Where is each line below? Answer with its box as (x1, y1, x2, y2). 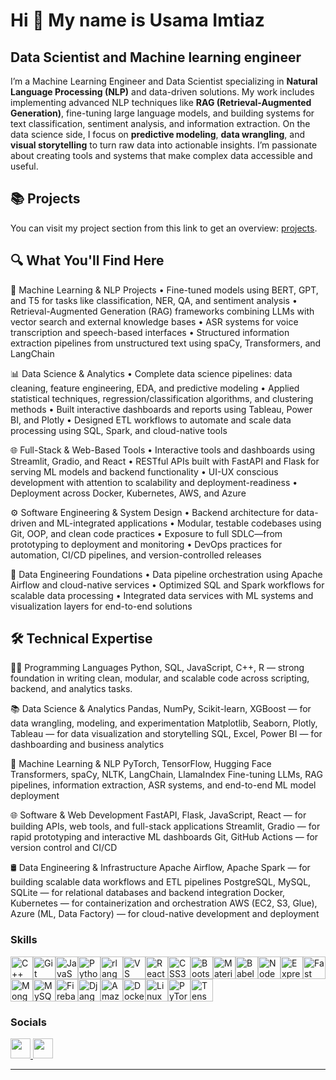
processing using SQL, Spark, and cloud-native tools (10, 424, 228, 436)
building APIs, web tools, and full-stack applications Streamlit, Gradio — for (10, 820, 321, 833)
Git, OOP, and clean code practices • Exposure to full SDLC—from (10, 527, 283, 539)
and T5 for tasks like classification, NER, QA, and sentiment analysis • (10, 294, 298, 306)
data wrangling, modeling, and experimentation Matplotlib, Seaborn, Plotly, (10, 717, 318, 729)
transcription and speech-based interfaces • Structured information (10, 326, 290, 338)
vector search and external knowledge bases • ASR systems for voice (10, 315, 299, 328)
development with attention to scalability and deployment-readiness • (10, 476, 298, 488)
